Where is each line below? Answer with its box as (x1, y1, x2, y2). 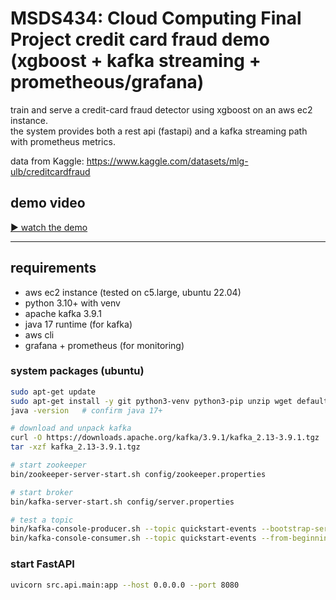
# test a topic (10, 515, 74, 525)
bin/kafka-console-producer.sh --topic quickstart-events (10, 524, 257, 534)
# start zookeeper (10, 460, 87, 471)
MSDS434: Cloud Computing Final (10, 7, 302, 30)
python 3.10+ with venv (24, 297, 121, 309)
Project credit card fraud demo (10, 28, 270, 51)
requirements (10, 260, 97, 277)
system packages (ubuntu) (10, 364, 145, 378)
